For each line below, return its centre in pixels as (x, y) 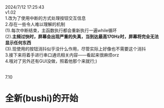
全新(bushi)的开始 (42, 98)
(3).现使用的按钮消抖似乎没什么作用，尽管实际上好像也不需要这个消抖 (76, 49)
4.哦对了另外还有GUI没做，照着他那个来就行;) (51, 61)
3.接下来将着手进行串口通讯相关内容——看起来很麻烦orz (62, 55)
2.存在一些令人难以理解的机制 (35, 24)
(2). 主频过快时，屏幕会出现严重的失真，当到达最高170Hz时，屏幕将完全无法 (82, 37)
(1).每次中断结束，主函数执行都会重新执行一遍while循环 (61, 30)
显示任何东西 (18, 43)
